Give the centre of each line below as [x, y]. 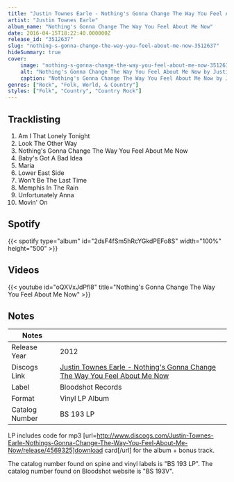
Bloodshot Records [91, 388]
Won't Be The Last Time [52, 180]
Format [23, 399]
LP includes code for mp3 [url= [52, 435]
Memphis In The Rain [48, 188]
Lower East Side [41, 173]
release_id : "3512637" [41, 40]
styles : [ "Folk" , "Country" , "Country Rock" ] [75, 91]
